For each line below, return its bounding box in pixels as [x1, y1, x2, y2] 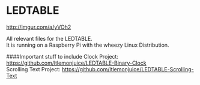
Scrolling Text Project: [6, 65, 61, 72]
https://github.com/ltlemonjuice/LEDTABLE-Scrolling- [62, 65, 194, 72]
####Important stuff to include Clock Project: [6, 53, 119, 60]
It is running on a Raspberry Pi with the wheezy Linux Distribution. [6, 41, 169, 48]
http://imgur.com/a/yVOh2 [6, 23, 71, 31]
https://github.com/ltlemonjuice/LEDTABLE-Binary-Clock [6, 59, 147, 66]
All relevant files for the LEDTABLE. [6, 35, 93, 42]
